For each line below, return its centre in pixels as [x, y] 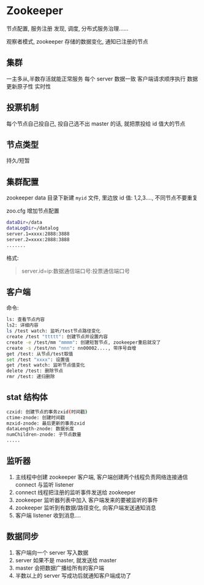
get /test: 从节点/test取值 [40, 354]
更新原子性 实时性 [28, 86]
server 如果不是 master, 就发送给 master [66, 560]
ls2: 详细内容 [22, 325]
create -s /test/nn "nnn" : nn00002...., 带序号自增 [71, 348]
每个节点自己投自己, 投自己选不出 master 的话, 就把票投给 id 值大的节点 [96, 123]
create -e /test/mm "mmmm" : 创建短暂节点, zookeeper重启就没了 [84, 342]
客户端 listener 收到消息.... [48, 515]
